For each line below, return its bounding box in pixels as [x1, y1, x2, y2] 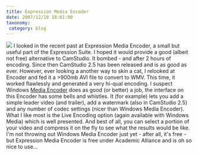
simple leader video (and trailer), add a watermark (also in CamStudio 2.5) [6, 99, 188, 106]
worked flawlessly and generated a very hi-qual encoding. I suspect [6, 80, 173, 87]
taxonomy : [6, 20, 31, 26]
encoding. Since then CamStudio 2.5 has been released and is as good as [6, 61, 187, 68]
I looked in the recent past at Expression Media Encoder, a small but [13, 42, 180, 49]
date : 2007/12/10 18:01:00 [6, 14, 73, 20]
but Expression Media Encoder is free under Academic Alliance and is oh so [6, 137, 192, 144]
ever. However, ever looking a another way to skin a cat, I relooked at [6, 68, 175, 75]
